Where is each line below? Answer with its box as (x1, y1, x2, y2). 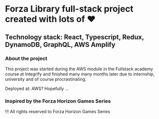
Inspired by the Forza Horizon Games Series (5, 98, 111, 104)
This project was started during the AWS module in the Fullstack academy (5, 66, 153, 72)
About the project (5, 55, 48, 61)
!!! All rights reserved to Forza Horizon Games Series (5, 109, 110, 115)
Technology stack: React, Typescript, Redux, (5, 33, 144, 41)
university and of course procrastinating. (5, 76, 87, 82)
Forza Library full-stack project (5, 3, 134, 15)
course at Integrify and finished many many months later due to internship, (5, 71, 155, 77)
